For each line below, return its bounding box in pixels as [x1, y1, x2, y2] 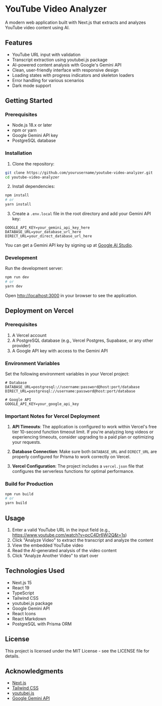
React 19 [12, 585, 30, 590]
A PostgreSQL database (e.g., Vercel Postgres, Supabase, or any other [12, 337, 154, 343]
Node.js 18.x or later [12, 122, 52, 128]
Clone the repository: [12, 161, 55, 167]
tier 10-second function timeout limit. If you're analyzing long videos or [12, 429, 154, 435]
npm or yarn [12, 127, 37, 133]
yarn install [5, 202, 32, 207]
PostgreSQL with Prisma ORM [12, 621, 72, 627]
